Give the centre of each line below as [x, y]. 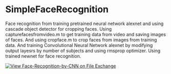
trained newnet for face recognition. [43, 56]
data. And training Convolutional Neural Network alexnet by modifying [79, 45]
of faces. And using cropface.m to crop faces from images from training [81, 40]
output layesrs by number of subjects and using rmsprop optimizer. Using [83, 51]
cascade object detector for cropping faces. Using [59, 29]
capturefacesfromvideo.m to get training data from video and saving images [86, 34]
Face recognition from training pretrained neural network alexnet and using [84, 23]
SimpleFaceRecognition [57, 9]
